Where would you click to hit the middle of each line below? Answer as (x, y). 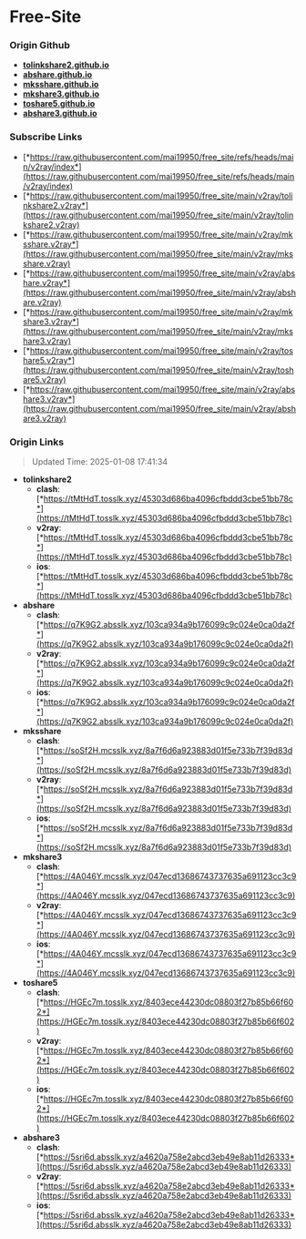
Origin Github (40, 46)
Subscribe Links (46, 137)
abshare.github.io (57, 75)
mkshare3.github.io (61, 94)
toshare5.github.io (59, 104)
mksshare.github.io (61, 85)
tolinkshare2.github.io (66, 65)
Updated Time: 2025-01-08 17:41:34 (100, 462)
